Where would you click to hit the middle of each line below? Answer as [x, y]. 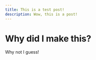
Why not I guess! [22, 52]
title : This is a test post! [35, 10]
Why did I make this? [48, 39]
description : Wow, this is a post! [41, 14]
